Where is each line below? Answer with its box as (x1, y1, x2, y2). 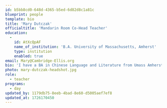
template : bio (5, 16, 35, 21)
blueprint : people (5, 12, 43, 17)
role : (5, 72, 16, 77)
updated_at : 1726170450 (5, 95, 55, 100)
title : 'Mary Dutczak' (5, 21, 52, 26)
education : (5, 30, 28, 35)
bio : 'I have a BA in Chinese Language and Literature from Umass (5, 63, 146, 68)
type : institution (14, 49, 52, 54)
